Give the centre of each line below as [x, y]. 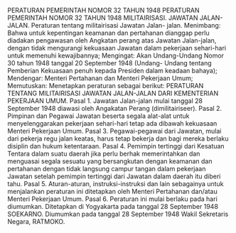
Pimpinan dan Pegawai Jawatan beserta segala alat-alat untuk [98, 116]
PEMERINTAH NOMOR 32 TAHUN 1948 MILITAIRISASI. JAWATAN [103, 18]
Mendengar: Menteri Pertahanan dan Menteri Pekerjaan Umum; [100, 78]
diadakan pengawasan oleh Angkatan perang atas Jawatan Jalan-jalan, [112, 40]
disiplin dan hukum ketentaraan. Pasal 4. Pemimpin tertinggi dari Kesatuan [116, 146]
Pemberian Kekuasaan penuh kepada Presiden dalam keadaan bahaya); [113, 71]
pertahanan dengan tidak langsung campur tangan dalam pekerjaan [107, 169]
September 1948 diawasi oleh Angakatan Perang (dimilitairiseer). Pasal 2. [115, 108]
